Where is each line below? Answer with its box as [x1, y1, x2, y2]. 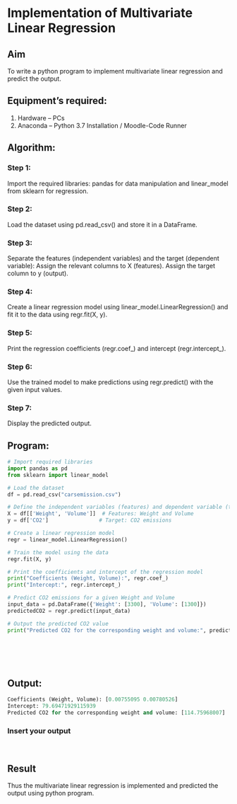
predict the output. [7, 74, 61, 83]
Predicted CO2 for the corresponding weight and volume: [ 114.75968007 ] [7, 709, 226, 716]
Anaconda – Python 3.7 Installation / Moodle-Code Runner [17, 121, 187, 130]
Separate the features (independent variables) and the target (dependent [7, 254, 220, 263]
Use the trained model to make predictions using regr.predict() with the [7, 377, 214, 386]
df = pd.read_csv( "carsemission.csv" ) [7, 490, 121, 498]
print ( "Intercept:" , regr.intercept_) [7, 582, 121, 589]
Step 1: [7, 163, 31, 173]
